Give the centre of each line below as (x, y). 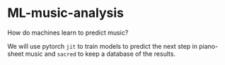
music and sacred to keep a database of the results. (100, 54)
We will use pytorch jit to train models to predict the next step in (103, 46)
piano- (209, 46)
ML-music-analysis (66, 13)
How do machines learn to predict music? (68, 32)
